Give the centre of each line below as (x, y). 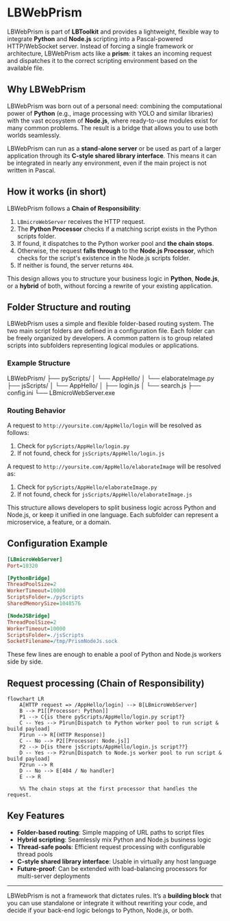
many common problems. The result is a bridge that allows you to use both (113, 127)
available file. (26, 68)
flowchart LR (26, 699)
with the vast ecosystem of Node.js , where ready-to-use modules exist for (112, 121)
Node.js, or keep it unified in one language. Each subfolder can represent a (113, 514)
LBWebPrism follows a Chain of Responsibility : (74, 208)
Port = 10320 (23, 566)
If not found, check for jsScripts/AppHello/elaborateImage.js (105, 494)
